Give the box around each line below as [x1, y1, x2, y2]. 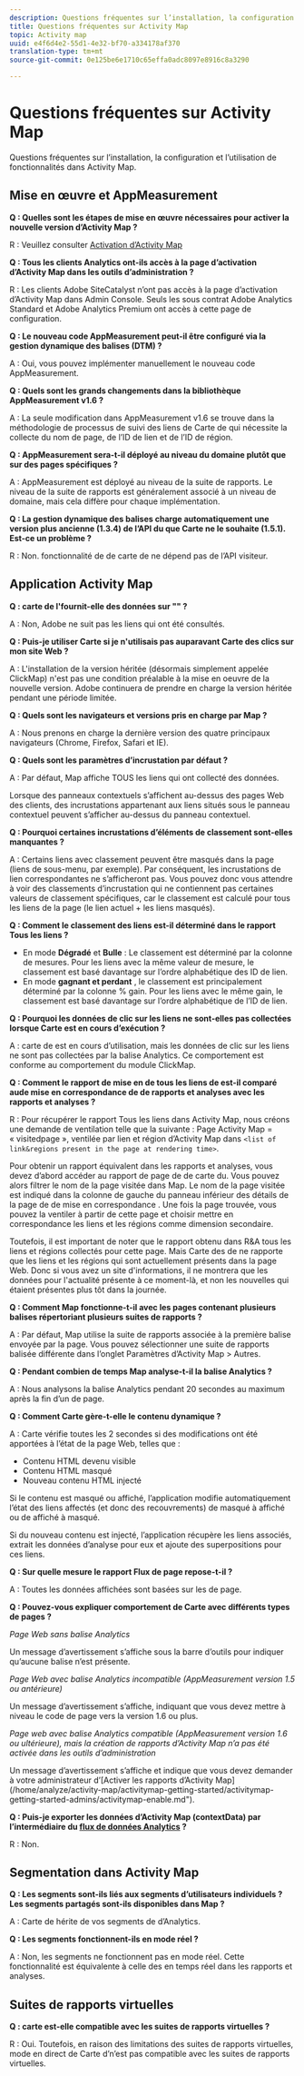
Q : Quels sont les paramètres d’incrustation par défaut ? [9, 755, 229, 766]
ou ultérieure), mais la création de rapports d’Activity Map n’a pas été [9, 1737, 270, 1748]
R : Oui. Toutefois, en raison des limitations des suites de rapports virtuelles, [9, 2039, 294, 2050]
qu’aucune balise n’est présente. [9, 1656, 131, 1666]
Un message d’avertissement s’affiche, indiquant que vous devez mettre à [9, 1700, 286, 1712]
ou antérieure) [9, 1683, 64, 1694]
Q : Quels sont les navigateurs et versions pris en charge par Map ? [9, 709, 268, 720]
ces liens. [9, 1548, 45, 1559]
